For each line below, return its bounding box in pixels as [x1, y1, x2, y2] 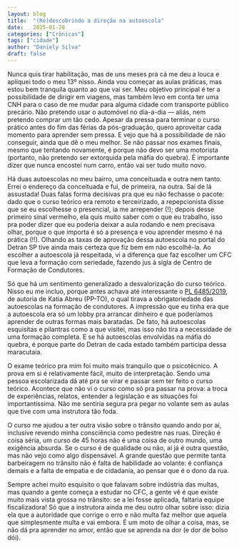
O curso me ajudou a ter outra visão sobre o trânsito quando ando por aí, [7, 420, 222, 429]
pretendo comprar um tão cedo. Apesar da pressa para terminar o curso [7, 115, 220, 123]
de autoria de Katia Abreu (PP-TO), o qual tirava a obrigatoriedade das [7, 294, 214, 303]
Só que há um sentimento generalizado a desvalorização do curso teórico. [7, 279, 227, 288]
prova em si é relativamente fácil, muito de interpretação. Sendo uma [7, 369, 210, 377]
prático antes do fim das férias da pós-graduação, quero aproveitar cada [7, 123, 222, 131]
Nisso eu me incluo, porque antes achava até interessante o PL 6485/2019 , [7, 287, 228, 295]
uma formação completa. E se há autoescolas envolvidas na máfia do [7, 333, 212, 341]
